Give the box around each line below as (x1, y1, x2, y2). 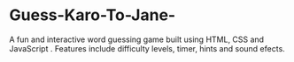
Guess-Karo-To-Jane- (9, 5, 176, 25)
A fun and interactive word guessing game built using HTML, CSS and (9, 34, 264, 45)
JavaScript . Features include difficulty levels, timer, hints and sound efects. (9, 43, 285, 53)
